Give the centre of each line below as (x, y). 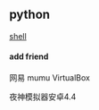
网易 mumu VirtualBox (50, 78)
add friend (29, 56)
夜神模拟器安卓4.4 (43, 97)
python (30, 15)
